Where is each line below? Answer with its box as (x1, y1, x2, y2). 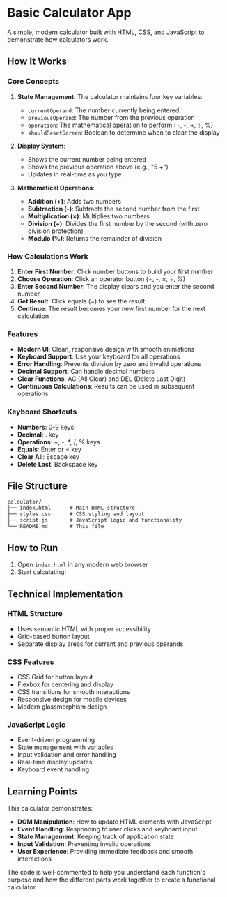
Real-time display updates (17, 758, 93, 767)
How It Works (7, 56, 68, 68)
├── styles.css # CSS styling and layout (7, 511, 145, 518)
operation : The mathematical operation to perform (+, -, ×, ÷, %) (27, 121, 214, 129)
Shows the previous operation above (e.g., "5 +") (27, 163, 169, 171)
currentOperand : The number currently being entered (27, 106, 180, 114)
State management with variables (17, 743, 113, 751)
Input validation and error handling (17, 751, 117, 759)
